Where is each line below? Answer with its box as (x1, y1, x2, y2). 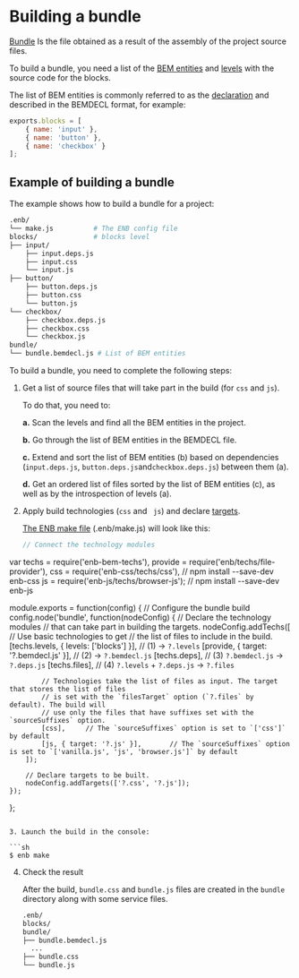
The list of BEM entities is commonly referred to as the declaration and (9, 90, 269, 100)
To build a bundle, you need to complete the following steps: (9, 365, 233, 375)
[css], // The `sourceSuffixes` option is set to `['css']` (41, 724, 286, 733)
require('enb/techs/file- (189, 556, 276, 567)
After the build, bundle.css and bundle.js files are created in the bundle (21, 884, 285, 895)
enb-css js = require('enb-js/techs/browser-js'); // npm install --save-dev (9, 575, 280, 586)
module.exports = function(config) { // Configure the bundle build (9, 602, 251, 613)
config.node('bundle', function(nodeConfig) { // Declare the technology (9, 612, 271, 622)
